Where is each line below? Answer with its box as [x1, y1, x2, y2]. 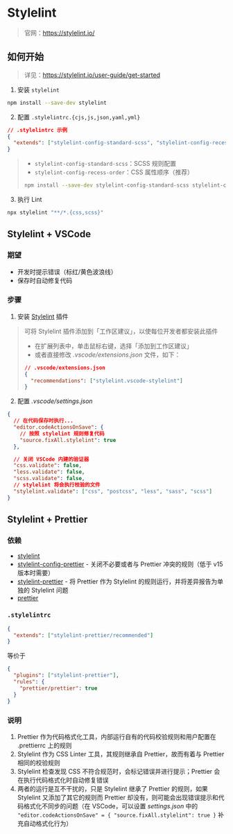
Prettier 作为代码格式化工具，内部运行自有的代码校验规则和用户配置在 [17, 732, 216, 740]
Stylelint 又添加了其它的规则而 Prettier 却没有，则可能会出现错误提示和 [17, 793, 218, 801]
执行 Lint [17, 196, 42, 203]
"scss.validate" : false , [13, 475, 85, 482]
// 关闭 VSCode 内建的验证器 [13, 456, 89, 463]
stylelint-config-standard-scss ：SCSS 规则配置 [34, 160, 177, 168]
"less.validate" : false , [13, 468, 85, 476]
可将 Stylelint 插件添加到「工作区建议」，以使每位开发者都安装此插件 [24, 327, 218, 335]
